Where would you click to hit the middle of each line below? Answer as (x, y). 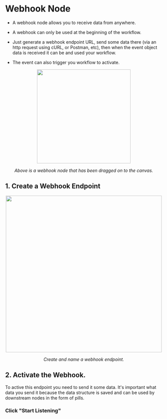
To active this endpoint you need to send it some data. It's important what (81, 387)
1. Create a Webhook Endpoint (53, 186)
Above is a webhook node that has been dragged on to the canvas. (84, 170)
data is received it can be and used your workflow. (64, 53)
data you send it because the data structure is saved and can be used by (80, 392)
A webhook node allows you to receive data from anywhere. (74, 23)
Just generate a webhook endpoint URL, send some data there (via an (84, 42)
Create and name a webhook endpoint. (84, 359)
